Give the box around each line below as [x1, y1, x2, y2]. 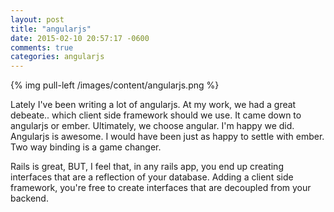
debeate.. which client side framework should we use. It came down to [10, 109, 302, 121]
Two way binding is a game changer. [10, 141, 162, 153]
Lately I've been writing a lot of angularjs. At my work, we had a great [10, 99, 297, 111]
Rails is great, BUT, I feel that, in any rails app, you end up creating [10, 161, 284, 173]
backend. [10, 192, 49, 205]
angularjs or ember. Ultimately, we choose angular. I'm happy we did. [10, 120, 295, 132]
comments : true [10, 42, 74, 53]
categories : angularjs [10, 52, 105, 62]
